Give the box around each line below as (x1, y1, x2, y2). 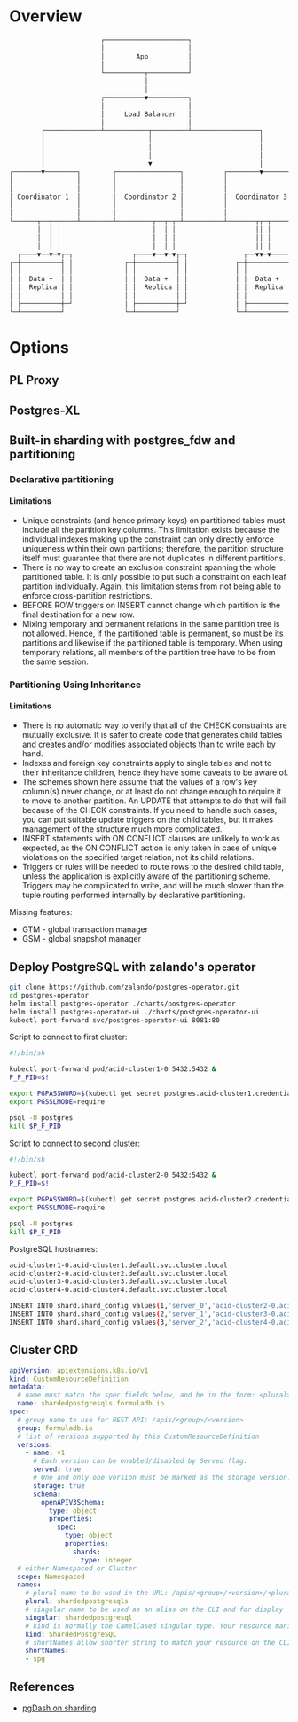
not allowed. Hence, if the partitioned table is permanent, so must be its (21, 628, 284, 639)
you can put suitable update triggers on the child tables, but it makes (21, 814, 273, 826)
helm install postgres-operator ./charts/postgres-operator (9, 999, 237, 1008)
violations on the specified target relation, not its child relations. (21, 852, 255, 863)
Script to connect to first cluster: (9, 1031, 128, 1043)
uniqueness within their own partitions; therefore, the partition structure (21, 544, 284, 554)
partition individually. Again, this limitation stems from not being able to (21, 581, 282, 591)
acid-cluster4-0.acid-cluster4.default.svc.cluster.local (9, 1286, 228, 1295)
